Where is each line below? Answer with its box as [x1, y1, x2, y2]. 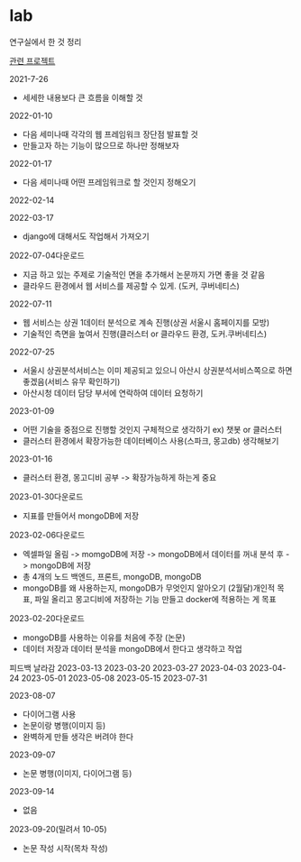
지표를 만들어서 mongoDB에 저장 [22, 510, 140, 521]
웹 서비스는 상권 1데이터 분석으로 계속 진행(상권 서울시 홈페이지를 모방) [22, 316, 270, 327]
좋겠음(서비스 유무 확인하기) [22, 376, 121, 387]
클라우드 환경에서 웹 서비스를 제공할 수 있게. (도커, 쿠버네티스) [22, 280, 241, 291]
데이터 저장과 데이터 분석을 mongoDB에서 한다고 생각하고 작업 [22, 643, 242, 654]
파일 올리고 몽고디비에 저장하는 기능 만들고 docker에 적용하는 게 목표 [34, 593, 277, 604]
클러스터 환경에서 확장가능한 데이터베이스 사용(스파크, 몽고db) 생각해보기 [22, 435, 279, 446]
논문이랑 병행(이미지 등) [22, 720, 106, 730]
